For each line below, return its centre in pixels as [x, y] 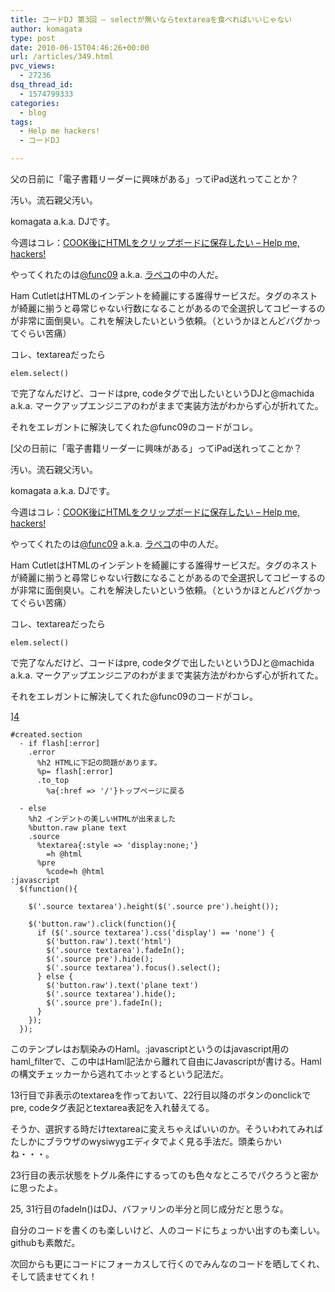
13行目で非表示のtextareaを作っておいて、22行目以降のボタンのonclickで [161, 1095]
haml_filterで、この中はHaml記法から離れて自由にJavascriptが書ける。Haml [166, 1061]
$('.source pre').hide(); [100, 959]
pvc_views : [33, 66]
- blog [33, 112]
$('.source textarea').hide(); [111, 994]
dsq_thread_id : [42, 85]
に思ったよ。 [36, 1187]
